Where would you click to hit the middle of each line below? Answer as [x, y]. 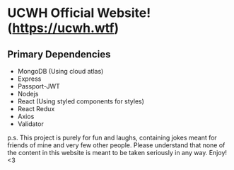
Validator [30, 124]
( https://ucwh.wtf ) [63, 28]
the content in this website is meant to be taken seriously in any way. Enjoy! [117, 153]
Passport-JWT [39, 86]
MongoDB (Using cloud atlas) [60, 71]
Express [29, 79]
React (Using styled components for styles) [81, 101]
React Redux [36, 109]
